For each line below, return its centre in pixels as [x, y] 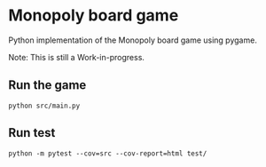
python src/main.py [44, 106]
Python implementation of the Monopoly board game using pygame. [133, 40]
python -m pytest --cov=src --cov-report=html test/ [108, 153]
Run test [32, 133]
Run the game [47, 85]
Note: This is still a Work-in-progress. [77, 57]
